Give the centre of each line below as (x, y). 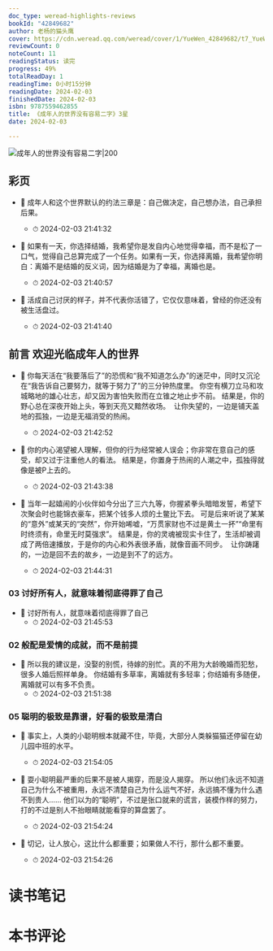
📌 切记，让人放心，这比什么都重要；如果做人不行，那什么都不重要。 (134, 844)
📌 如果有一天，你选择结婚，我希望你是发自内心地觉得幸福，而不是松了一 (141, 245)
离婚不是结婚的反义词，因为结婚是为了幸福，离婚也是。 (127, 266)
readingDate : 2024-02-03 (50, 91)
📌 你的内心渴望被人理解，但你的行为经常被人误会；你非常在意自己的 (134, 449)
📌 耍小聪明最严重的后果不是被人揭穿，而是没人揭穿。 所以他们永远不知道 (142, 779)
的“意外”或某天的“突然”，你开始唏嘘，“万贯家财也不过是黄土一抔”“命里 (138, 523)
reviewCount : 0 (34, 46)
